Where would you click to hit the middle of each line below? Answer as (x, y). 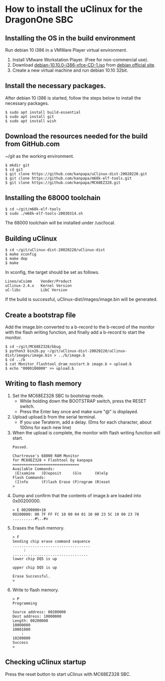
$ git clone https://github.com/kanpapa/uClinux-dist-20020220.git (76, 174)
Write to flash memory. (36, 590)
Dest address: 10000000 (37, 616)
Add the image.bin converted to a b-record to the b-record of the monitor (80, 327)
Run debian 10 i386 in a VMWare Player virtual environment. (66, 50)
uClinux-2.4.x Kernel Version (38, 286)
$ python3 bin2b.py (25, 351)
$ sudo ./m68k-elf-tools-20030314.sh (44, 214)
